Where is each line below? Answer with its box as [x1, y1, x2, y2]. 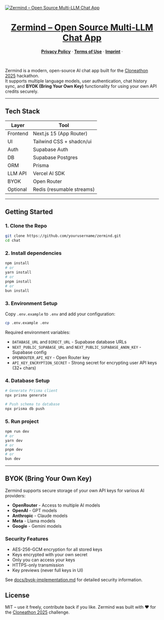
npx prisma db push [5, 406, 45, 411]
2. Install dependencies [5, 250, 62, 257]
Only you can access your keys [12, 557, 76, 563]
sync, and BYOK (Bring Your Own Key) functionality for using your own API [5, 83, 157, 89]
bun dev [5, 456, 21, 462]
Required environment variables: [5, 329, 71, 335]
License [5, 591, 30, 599]
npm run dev [5, 429, 29, 434]
